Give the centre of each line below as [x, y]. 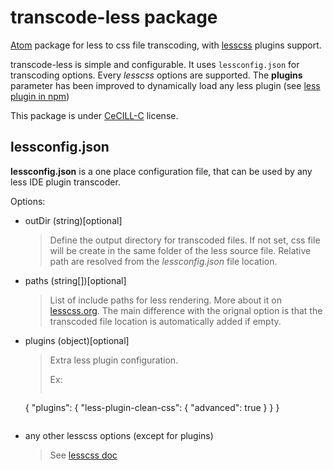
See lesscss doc [83, 455]
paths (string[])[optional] [75, 280]
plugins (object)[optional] [77, 340]
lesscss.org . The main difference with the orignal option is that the [186, 310]
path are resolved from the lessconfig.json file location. [163, 261]
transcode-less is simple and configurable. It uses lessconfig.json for [155, 64]
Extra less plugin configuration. [114, 360]
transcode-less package [114, 17]
